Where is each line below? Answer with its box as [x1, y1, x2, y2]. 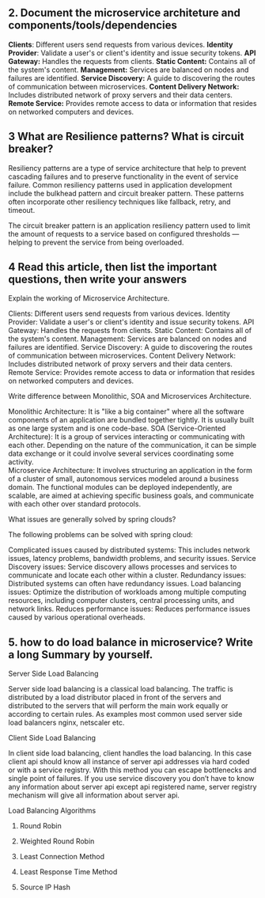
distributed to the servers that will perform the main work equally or [8, 701, 229, 710]
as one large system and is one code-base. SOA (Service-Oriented [8, 423, 226, 434]
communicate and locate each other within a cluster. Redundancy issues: [8, 570, 247, 580]
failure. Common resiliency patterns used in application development [8, 180, 233, 189]
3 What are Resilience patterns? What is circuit [8, 130, 244, 143]
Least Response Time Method [19, 867, 118, 877]
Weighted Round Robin [19, 836, 95, 846]
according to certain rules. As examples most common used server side [8, 710, 243, 719]
